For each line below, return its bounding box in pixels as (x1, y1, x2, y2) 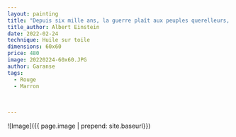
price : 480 (7, 50, 40, 57)
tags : (7, 69, 23, 76)
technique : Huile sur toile (7, 37, 91, 44)
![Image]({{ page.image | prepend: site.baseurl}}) (7, 121, 151, 130)
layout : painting (7, 10, 59, 18)
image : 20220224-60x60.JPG (7, 56, 87, 64)
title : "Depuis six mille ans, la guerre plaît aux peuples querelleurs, (7, 17, 230, 24)
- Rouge (13, 76, 37, 83)
